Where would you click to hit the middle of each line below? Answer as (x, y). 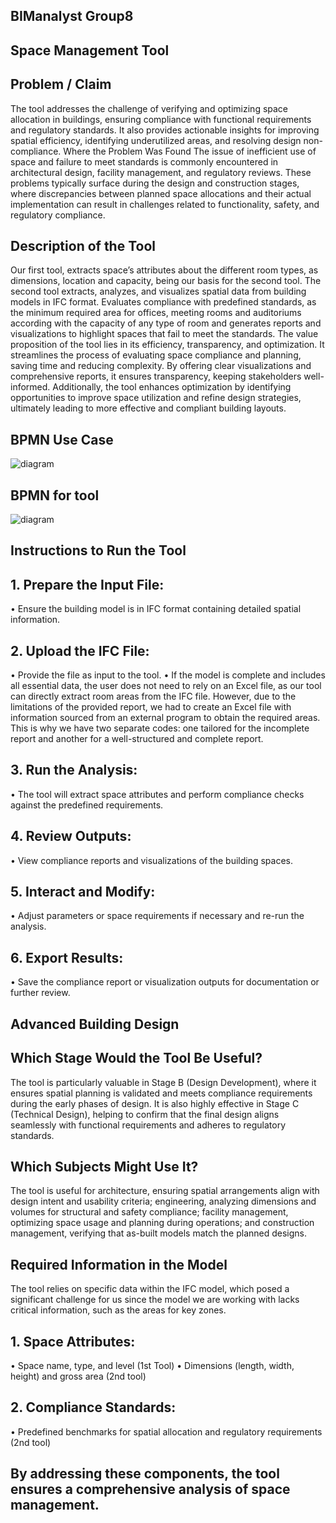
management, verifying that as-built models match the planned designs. (159, 1233)
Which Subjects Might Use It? (104, 1166)
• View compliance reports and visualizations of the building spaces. (152, 860)
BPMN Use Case (62, 439)
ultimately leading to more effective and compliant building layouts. (148, 408)
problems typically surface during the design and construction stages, (155, 183)
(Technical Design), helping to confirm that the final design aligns (145, 1114)
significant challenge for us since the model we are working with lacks (155, 1300)
